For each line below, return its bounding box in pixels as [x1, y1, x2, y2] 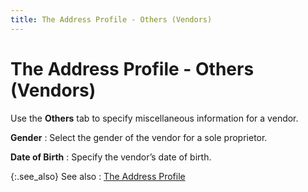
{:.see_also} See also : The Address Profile [10, 170, 186, 182]
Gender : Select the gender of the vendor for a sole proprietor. [10, 131, 268, 143]
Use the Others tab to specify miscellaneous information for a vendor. [10, 112, 299, 124]
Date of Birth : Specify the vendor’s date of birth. [10, 151, 212, 163]
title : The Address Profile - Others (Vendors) [10, 14, 213, 25]
